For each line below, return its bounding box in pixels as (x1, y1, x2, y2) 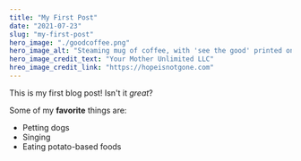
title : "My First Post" (9, 13, 99, 22)
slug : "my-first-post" (9, 30, 94, 38)
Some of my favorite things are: (9, 105, 127, 115)
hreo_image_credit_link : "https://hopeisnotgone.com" (9, 64, 215, 72)
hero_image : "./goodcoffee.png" (9, 38, 130, 47)
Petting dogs (21, 122, 70, 132)
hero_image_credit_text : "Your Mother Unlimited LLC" (9, 55, 215, 64)
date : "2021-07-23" (9, 21, 82, 30)
